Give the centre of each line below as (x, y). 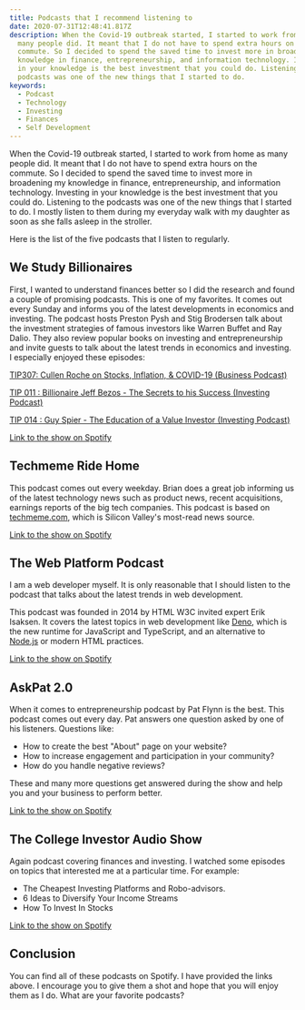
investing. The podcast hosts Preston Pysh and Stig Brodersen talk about (146, 318)
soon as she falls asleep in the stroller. (81, 221)
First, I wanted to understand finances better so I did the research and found (152, 289)
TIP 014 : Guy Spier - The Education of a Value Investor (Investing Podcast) (150, 419)
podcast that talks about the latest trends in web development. (126, 595)
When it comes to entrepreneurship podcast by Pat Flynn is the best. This (147, 710)
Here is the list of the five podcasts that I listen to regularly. (119, 239)
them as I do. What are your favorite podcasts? (97, 995)
